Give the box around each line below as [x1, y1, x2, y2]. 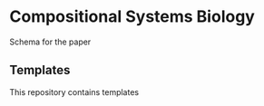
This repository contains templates [9, 86, 139, 97]
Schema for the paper [9, 36, 92, 47]
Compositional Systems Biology [9, 6, 256, 27]
